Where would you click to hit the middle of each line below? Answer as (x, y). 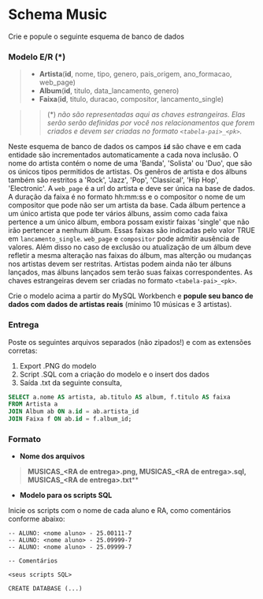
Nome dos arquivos (52, 456)
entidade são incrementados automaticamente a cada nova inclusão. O (123, 155)
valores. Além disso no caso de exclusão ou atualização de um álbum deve (130, 247)
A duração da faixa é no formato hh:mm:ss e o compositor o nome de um (127, 197)
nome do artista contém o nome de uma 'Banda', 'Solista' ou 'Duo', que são (130, 163)
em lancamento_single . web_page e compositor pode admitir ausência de (124, 239)
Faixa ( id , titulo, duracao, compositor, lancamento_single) (131, 99)
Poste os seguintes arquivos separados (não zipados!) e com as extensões (130, 342)
